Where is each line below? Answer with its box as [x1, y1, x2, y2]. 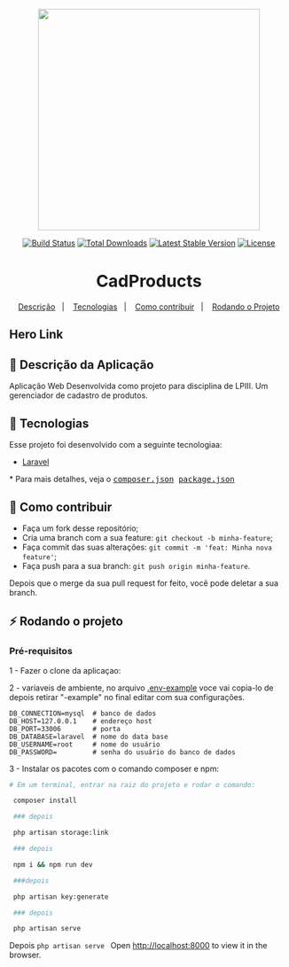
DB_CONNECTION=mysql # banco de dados [9, 709, 157, 718]
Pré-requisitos [9, 645, 73, 658]
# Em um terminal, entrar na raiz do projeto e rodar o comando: [9, 780, 255, 789]
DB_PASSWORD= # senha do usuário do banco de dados [9, 747, 237, 757]
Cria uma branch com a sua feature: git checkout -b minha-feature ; [21, 532, 273, 542]
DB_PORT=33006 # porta [9, 724, 121, 733]
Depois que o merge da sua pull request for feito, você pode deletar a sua [9, 577, 279, 589]
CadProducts [96, 270, 202, 292]
